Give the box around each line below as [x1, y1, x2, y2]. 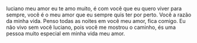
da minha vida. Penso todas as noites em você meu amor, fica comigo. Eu [6, 18, 186, 24]
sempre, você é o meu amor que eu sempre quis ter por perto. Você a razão [6, 11, 192, 18]
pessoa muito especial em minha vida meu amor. [6, 30, 125, 37]
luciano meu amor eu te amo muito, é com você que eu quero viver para [6, 5, 182, 12]
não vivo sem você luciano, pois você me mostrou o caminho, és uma [6, 24, 176, 31]
